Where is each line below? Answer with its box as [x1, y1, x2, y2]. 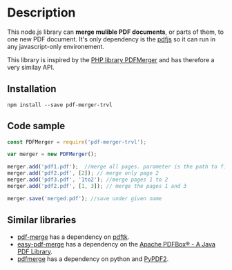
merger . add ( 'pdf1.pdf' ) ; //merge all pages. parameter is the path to [7, 164, 217, 171]
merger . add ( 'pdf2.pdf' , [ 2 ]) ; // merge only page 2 [7, 170, 159, 177]
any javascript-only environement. [7, 42, 105, 50]
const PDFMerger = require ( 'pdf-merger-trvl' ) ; [7, 138, 147, 146]
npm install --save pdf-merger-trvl [7, 102, 113, 108]
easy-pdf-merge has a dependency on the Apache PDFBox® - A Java [17, 240, 216, 248]
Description [7, 5, 76, 21]
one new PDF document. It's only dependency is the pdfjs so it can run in [7, 35, 216, 43]
